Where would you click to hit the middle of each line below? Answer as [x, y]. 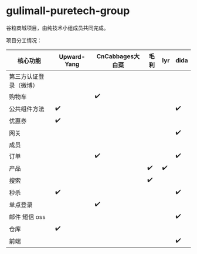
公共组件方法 [27, 109]
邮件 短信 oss [27, 217]
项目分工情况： [24, 40]
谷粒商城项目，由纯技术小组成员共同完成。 [57, 28]
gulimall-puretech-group [68, 11]
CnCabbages [115, 56]
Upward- [72, 56]
